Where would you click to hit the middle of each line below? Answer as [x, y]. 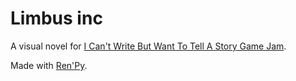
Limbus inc [56, 18]
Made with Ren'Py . [49, 65]
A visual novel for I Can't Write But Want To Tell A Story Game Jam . [148, 46]
